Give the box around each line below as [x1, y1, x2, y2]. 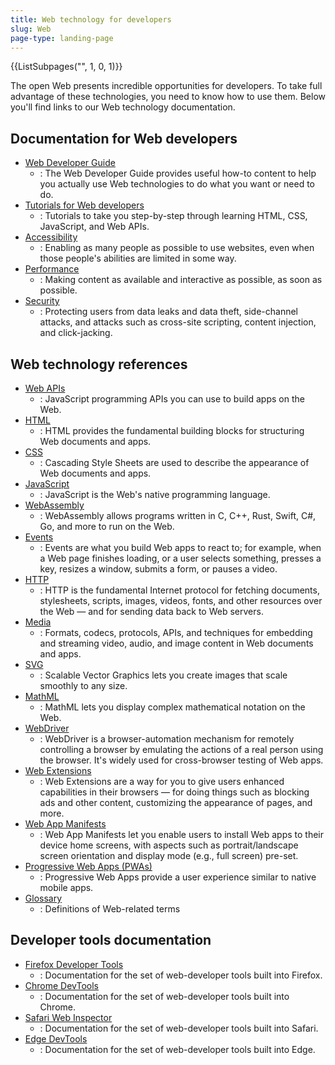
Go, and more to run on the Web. [39, 521, 175, 532]
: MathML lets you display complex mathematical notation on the [39, 701, 306, 713]
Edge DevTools [24, 1032, 88, 1045]
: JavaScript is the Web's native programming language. [39, 489, 271, 500]
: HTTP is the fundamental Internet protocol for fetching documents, [39, 584, 320, 596]
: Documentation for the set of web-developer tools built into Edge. [39, 1043, 316, 1055]
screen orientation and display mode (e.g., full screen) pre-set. [39, 850, 299, 861]
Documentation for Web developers [10, 130, 238, 147]
